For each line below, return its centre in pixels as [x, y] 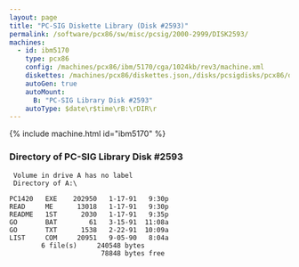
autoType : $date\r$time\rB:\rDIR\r [91, 109]
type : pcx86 [47, 59]
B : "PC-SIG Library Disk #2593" [93, 100]
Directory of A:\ [45, 183]
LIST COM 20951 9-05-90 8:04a [89, 238]
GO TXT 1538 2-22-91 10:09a [89, 230]
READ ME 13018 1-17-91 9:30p [89, 206]
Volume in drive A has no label [73, 175]
